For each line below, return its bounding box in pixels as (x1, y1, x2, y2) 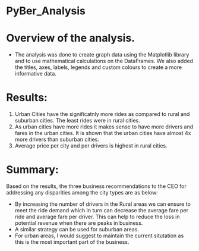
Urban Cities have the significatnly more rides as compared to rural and (14, 111, 190, 118)
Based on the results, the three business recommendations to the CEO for (6, 183, 187, 190)
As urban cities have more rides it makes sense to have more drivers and (14, 123, 194, 130)
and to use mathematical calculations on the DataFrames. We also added (14, 58, 194, 65)
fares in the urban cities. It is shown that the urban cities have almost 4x (14, 130, 191, 137)
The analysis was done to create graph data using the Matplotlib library (14, 51, 189, 58)
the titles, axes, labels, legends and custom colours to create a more (14, 64, 182, 71)
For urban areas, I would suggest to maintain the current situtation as (14, 232, 184, 239)
